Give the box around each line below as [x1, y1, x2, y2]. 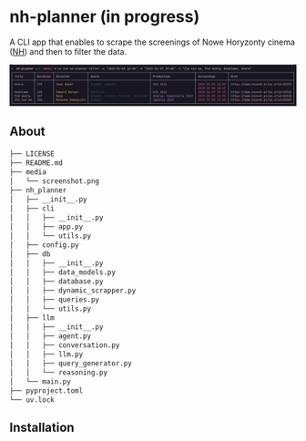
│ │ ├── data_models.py [9, 267, 117, 277]
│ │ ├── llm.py [9, 349, 84, 359]
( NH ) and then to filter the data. [9, 46, 127, 56]
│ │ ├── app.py [9, 221, 84, 231]
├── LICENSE [9, 149, 55, 159]
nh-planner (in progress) [9, 6, 200, 27]
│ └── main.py [9, 376, 71, 386]
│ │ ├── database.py [9, 276, 104, 286]
